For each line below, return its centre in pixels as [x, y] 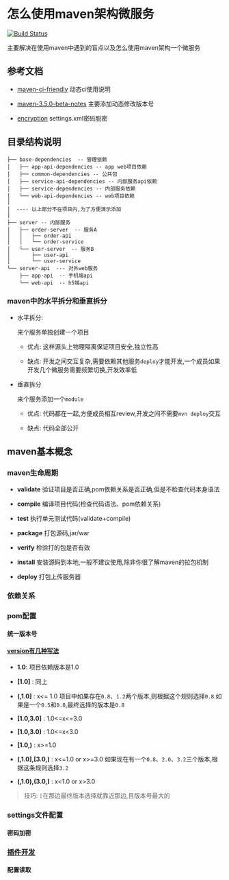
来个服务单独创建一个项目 [53, 332]
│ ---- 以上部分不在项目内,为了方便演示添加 [64, 209]
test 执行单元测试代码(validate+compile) [74, 518]
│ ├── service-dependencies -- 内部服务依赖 [71, 188]
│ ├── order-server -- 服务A [52, 230]
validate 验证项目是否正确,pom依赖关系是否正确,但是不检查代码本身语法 [118, 489]
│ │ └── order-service [45, 242]
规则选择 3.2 [52, 768]
